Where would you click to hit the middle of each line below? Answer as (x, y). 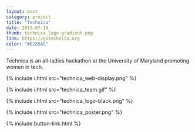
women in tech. (25, 67)
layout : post (22, 11)
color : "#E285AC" (27, 44)
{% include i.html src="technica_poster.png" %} (64, 112)
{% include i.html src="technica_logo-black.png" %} (70, 100)
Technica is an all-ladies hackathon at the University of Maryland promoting (98, 60)
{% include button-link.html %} (43, 123)
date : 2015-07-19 (27, 28)
